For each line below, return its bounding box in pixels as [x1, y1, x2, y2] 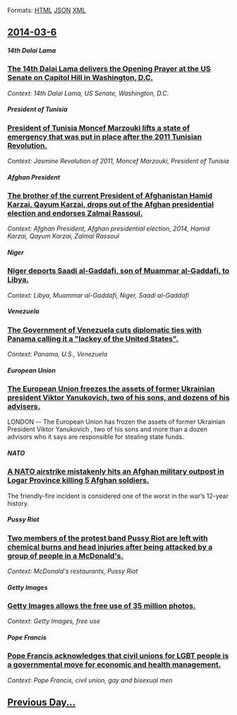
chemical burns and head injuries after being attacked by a [7, 542, 213, 552]
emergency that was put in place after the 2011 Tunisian [7, 132, 202, 141]
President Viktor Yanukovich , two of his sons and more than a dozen [7, 425, 208, 434]
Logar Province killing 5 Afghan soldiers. [7, 475, 150, 485]
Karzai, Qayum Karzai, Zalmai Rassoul [7, 232, 120, 240]
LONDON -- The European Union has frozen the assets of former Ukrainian [7, 417, 226, 426]
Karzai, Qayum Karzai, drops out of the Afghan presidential [7, 199, 214, 209]
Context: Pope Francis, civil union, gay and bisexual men [7, 675, 173, 685]
